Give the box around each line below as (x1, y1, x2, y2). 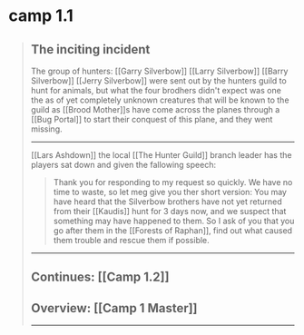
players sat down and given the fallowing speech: (30, 160, 217, 170)
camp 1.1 (8, 5, 74, 26)
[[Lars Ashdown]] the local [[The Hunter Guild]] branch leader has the (30, 150, 292, 160)
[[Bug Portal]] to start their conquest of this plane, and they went (30, 114, 273, 124)
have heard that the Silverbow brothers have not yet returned (53, 196, 282, 207)
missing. (30, 123, 63, 134)
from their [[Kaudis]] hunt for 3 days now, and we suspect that (53, 206, 287, 216)
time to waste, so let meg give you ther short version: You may (53, 187, 288, 197)
